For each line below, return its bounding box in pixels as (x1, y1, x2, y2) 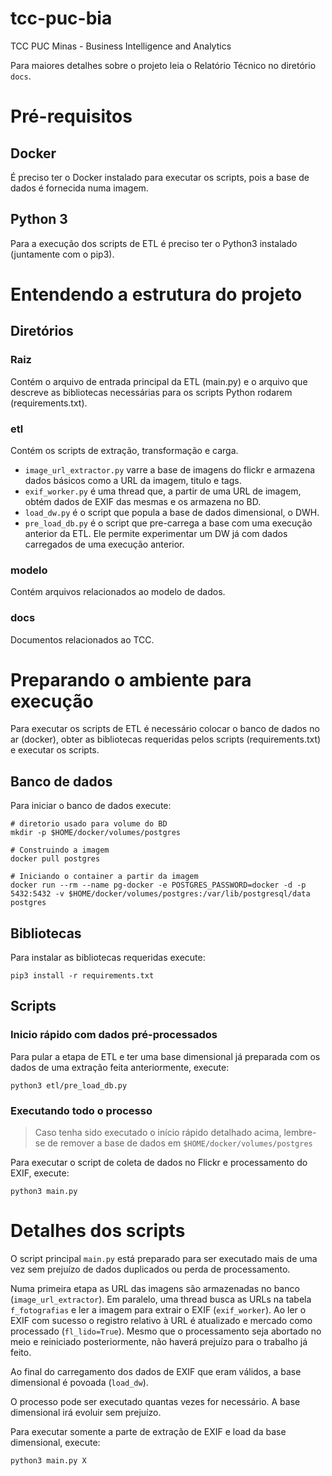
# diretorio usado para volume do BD (10, 819, 168, 829)
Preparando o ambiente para (10, 668, 252, 691)
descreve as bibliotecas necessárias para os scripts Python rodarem (10, 386, 293, 398)
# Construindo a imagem (10, 845, 110, 856)
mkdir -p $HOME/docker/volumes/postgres (10, 828, 182, 838)
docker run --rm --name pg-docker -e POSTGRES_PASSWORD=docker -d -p (10, 880, 307, 891)
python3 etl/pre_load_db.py (10, 1080, 128, 1091)
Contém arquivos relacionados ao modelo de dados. (10, 586, 226, 598)
